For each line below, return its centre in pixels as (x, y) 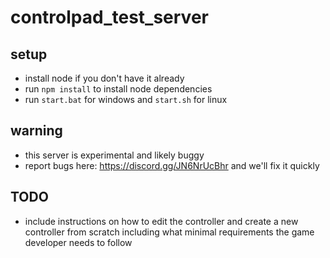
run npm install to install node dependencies (118, 89)
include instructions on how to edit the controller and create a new (161, 221)
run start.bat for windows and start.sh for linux (126, 99)
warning (36, 131)
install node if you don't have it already (104, 78)
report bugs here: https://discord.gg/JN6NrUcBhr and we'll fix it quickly (172, 165)
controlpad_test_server (109, 17)
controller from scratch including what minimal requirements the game (169, 232)
